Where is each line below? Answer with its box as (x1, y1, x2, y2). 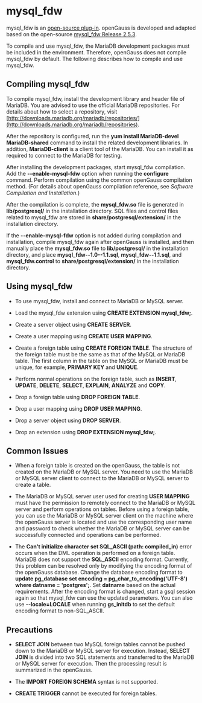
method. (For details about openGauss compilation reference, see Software (6, 182, 194, 190)
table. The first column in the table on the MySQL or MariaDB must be (14, 357, 189, 364)
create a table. (14, 481, 51, 489)
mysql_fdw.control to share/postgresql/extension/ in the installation (6, 257, 179, 265)
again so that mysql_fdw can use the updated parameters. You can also (14, 594, 193, 602)
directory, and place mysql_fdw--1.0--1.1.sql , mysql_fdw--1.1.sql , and (6, 251, 182, 258)
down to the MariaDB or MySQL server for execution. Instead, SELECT (14, 647, 190, 655)
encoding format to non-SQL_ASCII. (14, 607, 104, 614)
